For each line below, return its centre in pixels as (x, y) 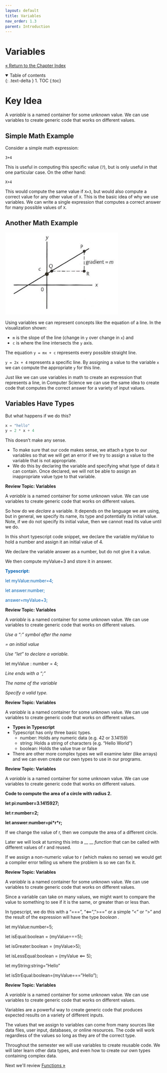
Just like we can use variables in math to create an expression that (74, 377)
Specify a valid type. (26, 693)
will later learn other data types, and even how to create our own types (78, 1050)
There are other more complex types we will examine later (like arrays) (85, 754)
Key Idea (24, 101)
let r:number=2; (22, 813)
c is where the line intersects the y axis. (53, 342)
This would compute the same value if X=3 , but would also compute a (76, 191)
